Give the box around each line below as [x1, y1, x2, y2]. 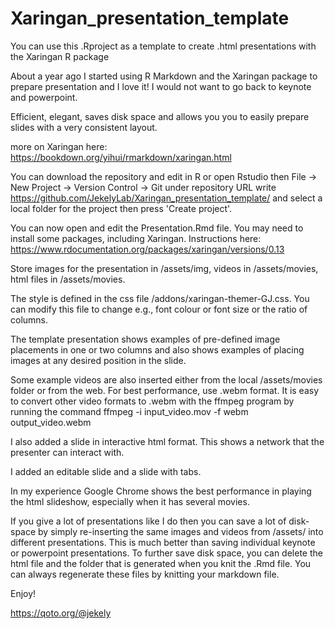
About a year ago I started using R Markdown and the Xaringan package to [10, 70, 318, 82]
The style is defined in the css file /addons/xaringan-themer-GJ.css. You [10, 292, 310, 304]
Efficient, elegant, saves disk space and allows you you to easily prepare [10, 110, 310, 122]
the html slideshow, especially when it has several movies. [10, 495, 250, 507]
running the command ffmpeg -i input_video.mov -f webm [10, 405, 249, 417]
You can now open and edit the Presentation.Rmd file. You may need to [10, 222, 304, 234]
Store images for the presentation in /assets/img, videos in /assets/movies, [10, 262, 319, 274]
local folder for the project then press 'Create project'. [10, 202, 233, 214]
